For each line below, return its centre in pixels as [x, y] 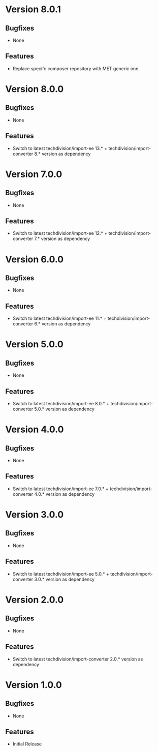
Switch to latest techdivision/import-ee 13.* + [60, 148]
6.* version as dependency [62, 324]
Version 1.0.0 [34, 685]
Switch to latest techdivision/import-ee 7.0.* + [61, 489]
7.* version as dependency [62, 239]
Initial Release [27, 744]
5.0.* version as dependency [65, 409]
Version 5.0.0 [34, 344]
